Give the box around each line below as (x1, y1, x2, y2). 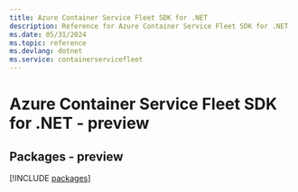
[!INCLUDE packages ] (9, 173, 91, 183)
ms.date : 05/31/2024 (9, 30, 88, 39)
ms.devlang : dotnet (9, 47, 83, 56)
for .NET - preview (9, 114, 150, 133)
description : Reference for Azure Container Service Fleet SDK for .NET (9, 22, 289, 31)
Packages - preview (9, 149, 124, 164)
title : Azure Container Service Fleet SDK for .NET (9, 13, 208, 23)
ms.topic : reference (9, 38, 88, 48)
